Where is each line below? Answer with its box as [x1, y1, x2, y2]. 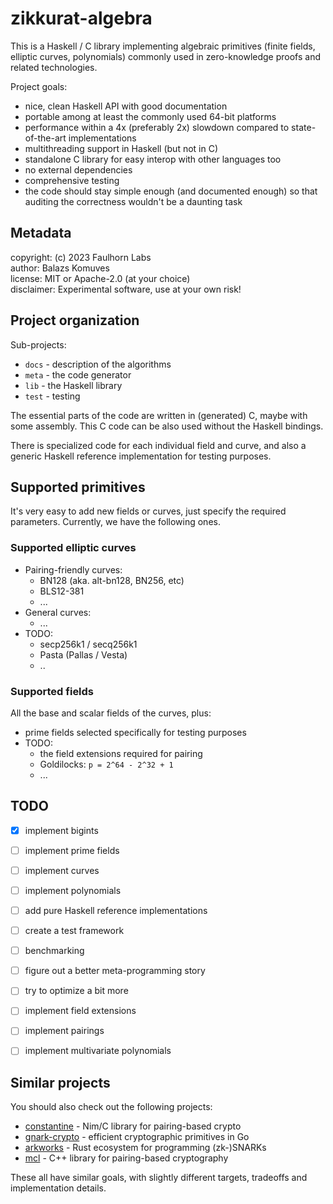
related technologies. [10, 61, 98, 73]
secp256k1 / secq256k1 [39, 638, 138, 650]
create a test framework [24, 925, 125, 937]
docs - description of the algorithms [24, 358, 172, 370]
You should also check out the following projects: [10, 1101, 213, 1113]
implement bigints [24, 824, 99, 836]
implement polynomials [24, 884, 122, 896]
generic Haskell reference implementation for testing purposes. [10, 450, 272, 462]
